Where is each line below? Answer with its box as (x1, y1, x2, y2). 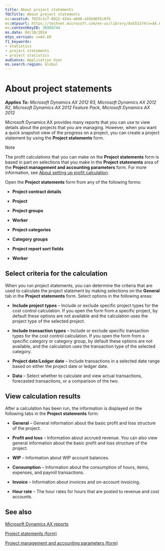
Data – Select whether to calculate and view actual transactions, (12, 373, 142, 379)
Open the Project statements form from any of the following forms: (5, 179, 141, 185)
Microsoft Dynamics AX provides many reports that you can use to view (5, 119, 150, 125)
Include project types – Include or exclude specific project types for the (12, 303, 159, 308)
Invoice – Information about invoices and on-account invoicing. (12, 479, 140, 485)
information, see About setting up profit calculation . (5, 170, 110, 176)
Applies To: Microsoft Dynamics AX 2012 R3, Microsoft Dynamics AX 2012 (5, 99, 157, 106)
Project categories (12, 227, 51, 233)
